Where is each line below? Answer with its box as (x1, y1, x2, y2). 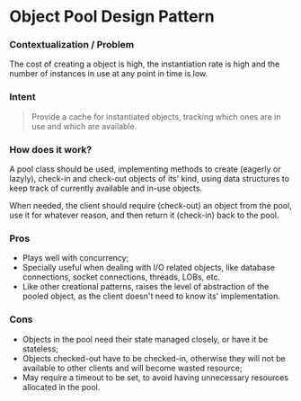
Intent (9, 91, 36, 103)
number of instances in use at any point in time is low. (9, 68, 208, 79)
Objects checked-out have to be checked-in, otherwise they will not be (22, 352, 286, 363)
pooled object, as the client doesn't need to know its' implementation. (22, 290, 281, 302)
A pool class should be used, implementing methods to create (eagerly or (9, 164, 281, 174)
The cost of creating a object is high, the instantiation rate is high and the (9, 58, 280, 69)
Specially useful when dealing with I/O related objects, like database (22, 263, 276, 273)
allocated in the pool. (22, 381, 101, 392)
